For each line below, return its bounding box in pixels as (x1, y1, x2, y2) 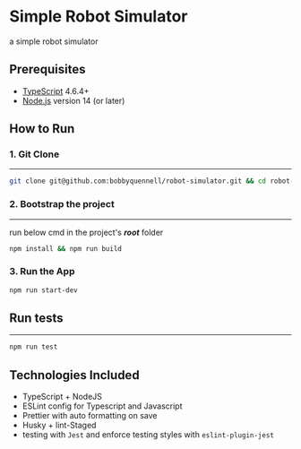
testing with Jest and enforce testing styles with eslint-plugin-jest (21, 429, 275, 440)
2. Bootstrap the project (9, 198, 115, 211)
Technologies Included (9, 367, 141, 383)
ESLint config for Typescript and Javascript (21, 401, 183, 411)
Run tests (9, 311, 64, 326)
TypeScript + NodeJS (21, 392, 103, 402)
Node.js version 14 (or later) (21, 95, 125, 106)
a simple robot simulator (9, 36, 99, 47)
